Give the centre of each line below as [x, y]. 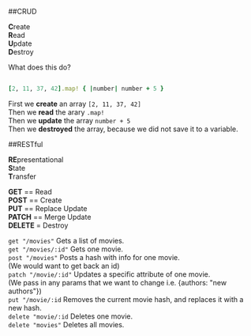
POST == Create [35, 200]
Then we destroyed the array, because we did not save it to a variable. [123, 129]
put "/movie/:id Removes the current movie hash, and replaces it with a [126, 299]
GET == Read [30, 191]
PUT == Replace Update [48, 208]
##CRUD [22, 11]
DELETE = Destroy [38, 225]
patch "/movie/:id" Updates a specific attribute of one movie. [109, 274]
